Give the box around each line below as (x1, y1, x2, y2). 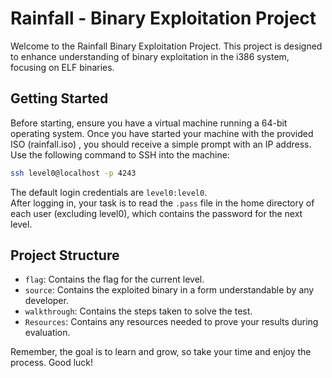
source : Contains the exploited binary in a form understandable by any (24, 284, 315, 296)
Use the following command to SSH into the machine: (10, 148, 230, 161)
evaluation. (24, 327, 71, 339)
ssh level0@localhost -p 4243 (10, 168, 137, 178)
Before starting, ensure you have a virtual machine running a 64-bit (10, 117, 288, 129)
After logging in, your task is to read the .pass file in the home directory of (10, 197, 315, 209)
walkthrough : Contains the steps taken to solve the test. (24, 305, 253, 317)
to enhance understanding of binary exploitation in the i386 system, (10, 50, 290, 62)
